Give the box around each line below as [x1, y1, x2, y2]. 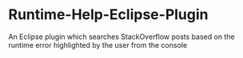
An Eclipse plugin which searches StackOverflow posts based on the [8, 32, 235, 41]
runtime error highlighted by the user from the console [8, 40, 188, 49]
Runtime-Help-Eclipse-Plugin [8, 6, 209, 24]
